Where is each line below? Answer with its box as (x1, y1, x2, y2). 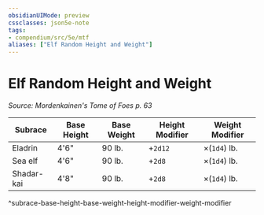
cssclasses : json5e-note (8, 19, 90, 27)
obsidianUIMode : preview (8, 11, 90, 20)
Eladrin (12, 143, 38, 154)
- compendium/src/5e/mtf (8, 33, 90, 42)
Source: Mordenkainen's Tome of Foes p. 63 (8, 101, 152, 110)
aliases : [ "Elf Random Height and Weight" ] (8, 41, 153, 49)
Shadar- (12, 169, 44, 180)
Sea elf (12, 155, 38, 166)
